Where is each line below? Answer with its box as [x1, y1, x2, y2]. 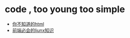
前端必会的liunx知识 [12, 27, 54, 33]
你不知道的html [12, 21, 45, 27]
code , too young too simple [5, 4, 125, 15]
